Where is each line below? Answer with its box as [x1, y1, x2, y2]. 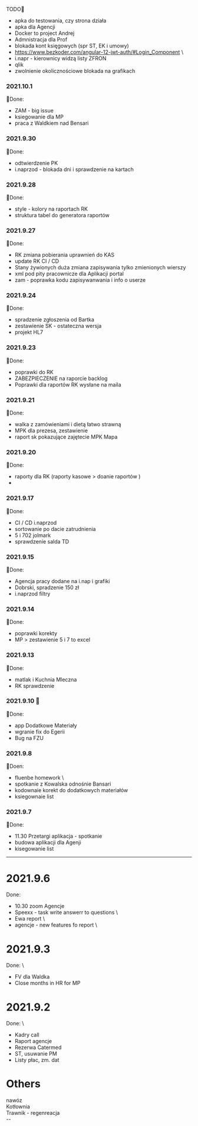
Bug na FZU [14, 734, 44, 741]
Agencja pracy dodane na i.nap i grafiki [14, 577, 110, 584]
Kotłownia [6, 1103, 31, 1110]
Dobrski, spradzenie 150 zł [14, 584, 80, 591]
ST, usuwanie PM [14, 1050, 57, 1057]
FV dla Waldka [14, 973, 50, 980]
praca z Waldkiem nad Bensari [14, 120, 89, 127]
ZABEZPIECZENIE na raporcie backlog [14, 375, 108, 382]
